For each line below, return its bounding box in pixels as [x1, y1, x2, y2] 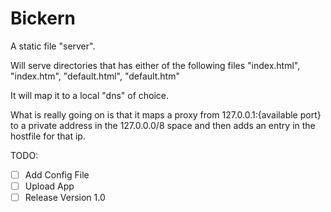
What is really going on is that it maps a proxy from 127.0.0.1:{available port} [10, 108, 322, 121]
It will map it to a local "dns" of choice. [10, 89, 170, 101]
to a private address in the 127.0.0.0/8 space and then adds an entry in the [10, 119, 316, 131]
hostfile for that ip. [10, 130, 86, 142]
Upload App [24, 180, 75, 192]
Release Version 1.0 [24, 192, 106, 204]
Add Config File [24, 168, 90, 181]
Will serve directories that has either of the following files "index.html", [10, 59, 301, 71]
